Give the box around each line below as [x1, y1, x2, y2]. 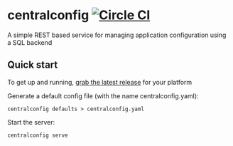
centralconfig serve [7, 132, 69, 139]
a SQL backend [7, 38, 53, 46]
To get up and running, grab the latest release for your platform [7, 78, 193, 86]
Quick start [7, 59, 58, 71]
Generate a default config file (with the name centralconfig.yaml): [7, 91, 199, 100]
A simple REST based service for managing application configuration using [7, 31, 227, 39]
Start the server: [7, 118, 55, 126]
